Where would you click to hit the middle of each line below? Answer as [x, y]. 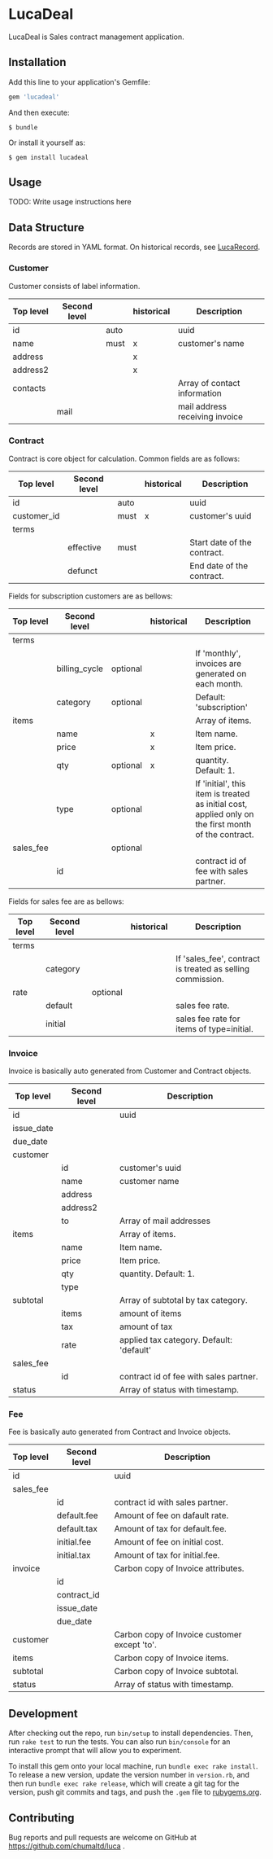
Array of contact [209, 383]
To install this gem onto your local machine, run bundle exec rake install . [133, 1766]
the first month [223, 824]
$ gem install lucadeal [49, 157]
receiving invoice [210, 416]
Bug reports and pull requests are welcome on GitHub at [103, 1838]
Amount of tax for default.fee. [171, 1529]
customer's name [211, 343]
